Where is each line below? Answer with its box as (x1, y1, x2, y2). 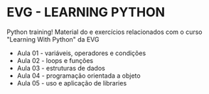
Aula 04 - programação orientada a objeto (16, 71, 141, 80)
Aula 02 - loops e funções (16, 56, 94, 64)
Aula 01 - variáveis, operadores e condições (16, 49, 146, 57)
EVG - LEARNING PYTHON (6, 4, 165, 20)
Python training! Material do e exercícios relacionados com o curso (6, 28, 203, 36)
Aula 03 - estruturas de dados (16, 64, 106, 72)
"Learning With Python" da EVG (6, 35, 100, 43)
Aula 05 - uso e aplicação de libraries (16, 78, 127, 87)
